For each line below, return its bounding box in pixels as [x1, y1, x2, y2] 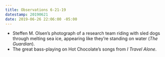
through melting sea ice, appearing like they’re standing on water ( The [12, 35, 158, 41]
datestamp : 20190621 [5, 12, 49, 17]
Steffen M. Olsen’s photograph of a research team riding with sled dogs [12, 30, 160, 36]
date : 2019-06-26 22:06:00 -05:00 [5, 16, 78, 21]
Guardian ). [12, 41, 35, 47]
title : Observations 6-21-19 [5, 7, 66, 12]
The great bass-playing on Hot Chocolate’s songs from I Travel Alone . [12, 46, 157, 52]
